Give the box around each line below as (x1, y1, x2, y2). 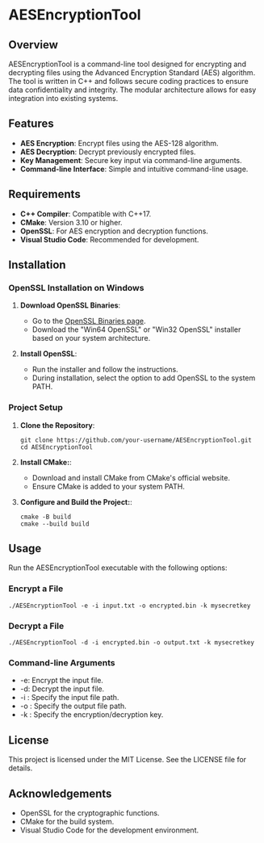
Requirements (8, 187, 81, 201)
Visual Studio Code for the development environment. (19, 825, 199, 835)
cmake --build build (19, 519, 90, 528)
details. (8, 763, 33, 773)
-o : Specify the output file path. (19, 701, 127, 711)
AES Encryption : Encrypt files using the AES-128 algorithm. (19, 138, 219, 148)
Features (8, 117, 54, 131)
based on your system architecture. (31, 333, 151, 343)
